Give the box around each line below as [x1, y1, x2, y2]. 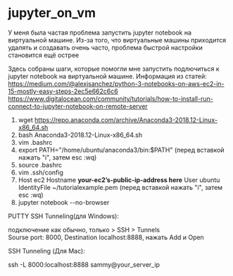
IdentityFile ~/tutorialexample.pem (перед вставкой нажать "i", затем [18, 183, 223, 191]
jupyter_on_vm [8, 5, 96, 21]
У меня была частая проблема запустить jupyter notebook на [8, 28, 192, 37]
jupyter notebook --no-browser [18, 198, 110, 206]
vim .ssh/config [18, 168, 64, 176]
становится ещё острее [8, 51, 80, 59]
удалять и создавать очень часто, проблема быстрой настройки [8, 43, 203, 52]
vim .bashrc [18, 138, 53, 146]
